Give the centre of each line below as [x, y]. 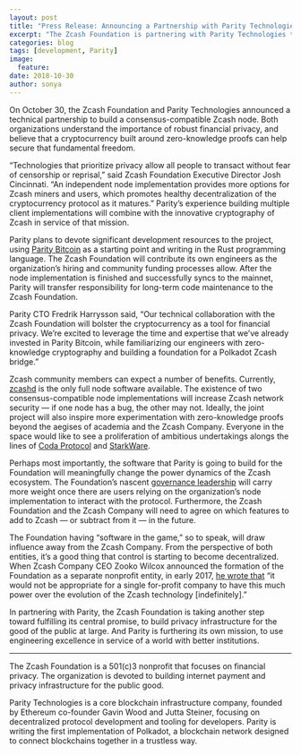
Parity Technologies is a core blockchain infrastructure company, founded [146, 702]
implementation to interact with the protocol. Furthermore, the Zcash [136, 501]
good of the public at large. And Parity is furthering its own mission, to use [146, 631]
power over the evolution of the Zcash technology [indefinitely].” [129, 594]
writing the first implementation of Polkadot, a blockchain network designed [149, 731]
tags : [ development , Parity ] [64, 51]
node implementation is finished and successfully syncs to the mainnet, [141, 278]
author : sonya [36, 84]
